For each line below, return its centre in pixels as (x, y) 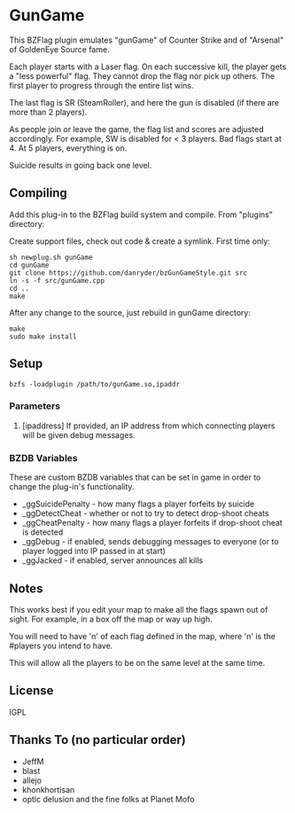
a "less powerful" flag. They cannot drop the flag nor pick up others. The (142, 75)
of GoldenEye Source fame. (59, 49)
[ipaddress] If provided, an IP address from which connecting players (148, 426)
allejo (32, 780)
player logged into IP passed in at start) (94, 551)
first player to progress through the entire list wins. (101, 85)
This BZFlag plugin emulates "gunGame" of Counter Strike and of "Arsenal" (147, 40)
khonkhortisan (48, 789)
